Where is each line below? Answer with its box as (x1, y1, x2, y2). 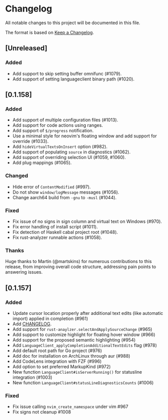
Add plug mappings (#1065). (12, 159, 72, 166)
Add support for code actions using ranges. (12, 122, 103, 128)
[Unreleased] (5, 44, 48, 53)
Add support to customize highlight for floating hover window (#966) (12, 331, 155, 338)
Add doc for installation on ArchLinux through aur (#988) (12, 353, 131, 359)
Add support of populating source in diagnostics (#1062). (12, 149, 131, 155)
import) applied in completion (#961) (12, 315, 89, 321)
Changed (5, 172, 29, 179)
